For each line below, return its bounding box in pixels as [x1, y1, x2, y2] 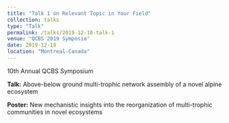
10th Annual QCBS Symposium [7, 66, 94, 75]
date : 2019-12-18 [7, 42, 57, 49]
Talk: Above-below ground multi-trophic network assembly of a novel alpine [7, 80, 222, 88]
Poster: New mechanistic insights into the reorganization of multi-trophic [7, 100, 213, 109]
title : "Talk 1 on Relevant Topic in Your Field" [7, 10, 152, 17]
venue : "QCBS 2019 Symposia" [7, 36, 90, 42]
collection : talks [7, 16, 59, 23]
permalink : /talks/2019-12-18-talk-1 [7, 29, 115, 36]
